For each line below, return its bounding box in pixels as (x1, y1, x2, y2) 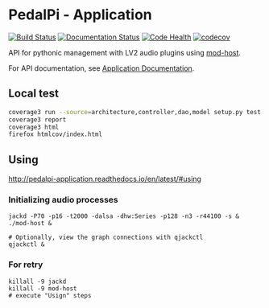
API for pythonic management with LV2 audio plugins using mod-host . (8, 47, 242, 57)
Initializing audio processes (8, 194, 118, 205)
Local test (8, 87, 59, 101)
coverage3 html (8, 123, 60, 131)
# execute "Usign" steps (8, 291, 92, 299)
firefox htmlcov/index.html (8, 130, 103, 138)
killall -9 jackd (8, 277, 67, 285)
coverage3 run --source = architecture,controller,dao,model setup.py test (8, 108, 262, 116)
